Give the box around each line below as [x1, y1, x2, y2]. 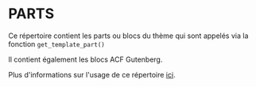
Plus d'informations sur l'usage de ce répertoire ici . [8, 70, 176, 79]
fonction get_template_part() [8, 39, 106, 48]
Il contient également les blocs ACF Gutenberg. [8, 55, 163, 64]
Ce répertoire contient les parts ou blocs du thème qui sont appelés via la [8, 31, 249, 40]
